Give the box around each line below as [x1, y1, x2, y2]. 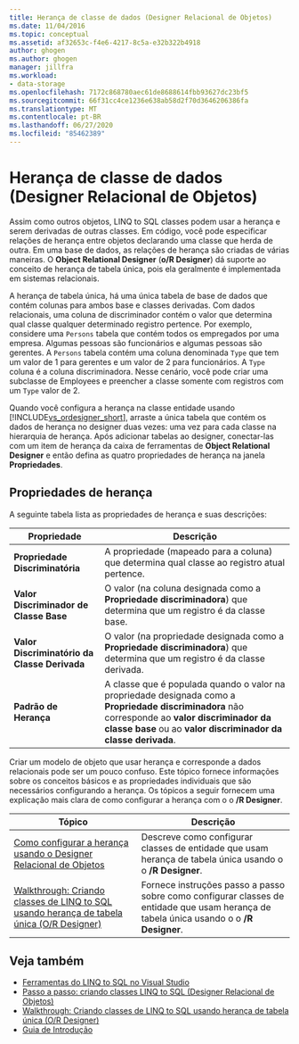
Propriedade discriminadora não [104, 700, 245, 712]
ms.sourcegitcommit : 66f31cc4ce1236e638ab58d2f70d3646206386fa [9, 95, 249, 105]
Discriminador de [13, 599, 89, 611]
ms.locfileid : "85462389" [9, 129, 105, 138]
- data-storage [9, 79, 66, 88]
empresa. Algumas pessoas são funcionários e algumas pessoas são [9, 337, 263, 348]
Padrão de [13, 700, 58, 712]
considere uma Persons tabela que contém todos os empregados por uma [9, 327, 279, 339]
